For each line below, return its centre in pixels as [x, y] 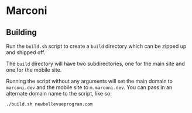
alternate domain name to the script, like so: [59, 93]
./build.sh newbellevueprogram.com [49, 104]
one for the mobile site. [34, 70]
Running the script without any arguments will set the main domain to [89, 81]
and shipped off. [26, 52]
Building [21, 32]
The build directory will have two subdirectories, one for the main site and [96, 63]
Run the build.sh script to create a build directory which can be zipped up [96, 46]
